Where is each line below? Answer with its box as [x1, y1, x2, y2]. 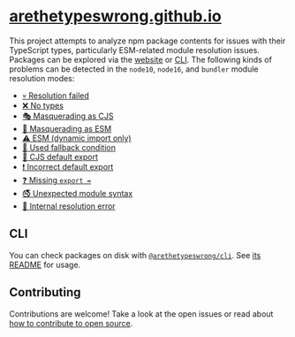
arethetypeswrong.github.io [9, 6, 223, 27]
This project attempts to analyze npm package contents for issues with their [9, 35, 286, 46]
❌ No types [21, 100, 64, 111]
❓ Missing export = [21, 174, 92, 185]
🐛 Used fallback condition [21, 142, 117, 152]
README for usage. [9, 259, 81, 270]
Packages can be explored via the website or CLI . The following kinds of [9, 54, 272, 65]
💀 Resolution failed [21, 90, 90, 101]
